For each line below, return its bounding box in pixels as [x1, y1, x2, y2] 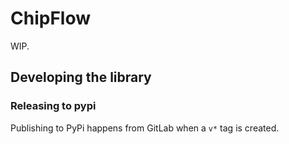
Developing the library [10, 69, 152, 86]
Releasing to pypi [10, 99, 97, 113]
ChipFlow [10, 7, 91, 30]
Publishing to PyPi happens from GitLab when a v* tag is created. [10, 122, 280, 134]
